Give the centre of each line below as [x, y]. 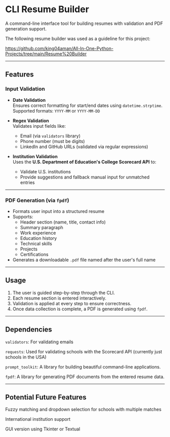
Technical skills [36, 243]
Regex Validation [31, 121]
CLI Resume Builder [47, 9]
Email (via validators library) [50, 136]
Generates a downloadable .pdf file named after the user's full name [84, 260]
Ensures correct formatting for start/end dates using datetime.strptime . [88, 105]
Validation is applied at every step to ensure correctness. [72, 303]
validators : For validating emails [39, 342]
